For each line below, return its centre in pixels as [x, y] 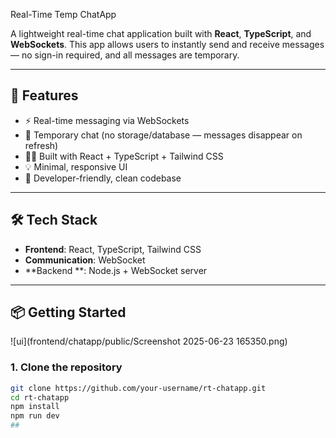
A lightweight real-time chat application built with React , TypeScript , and [161, 33]
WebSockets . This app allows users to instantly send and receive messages [167, 44]
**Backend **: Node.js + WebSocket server [116, 270]
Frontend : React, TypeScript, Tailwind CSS [113, 249]
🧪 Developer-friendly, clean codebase [103, 178]
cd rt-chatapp [40, 397]
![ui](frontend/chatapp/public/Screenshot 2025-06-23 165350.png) [149, 341]
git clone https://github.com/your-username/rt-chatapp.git [138, 388]
